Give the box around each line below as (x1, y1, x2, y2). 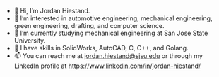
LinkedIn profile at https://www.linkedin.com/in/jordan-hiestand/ (13, 62, 201, 70)
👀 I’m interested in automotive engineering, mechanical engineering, (13, 14, 213, 22)
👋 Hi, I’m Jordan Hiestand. (13, 7, 90, 15)
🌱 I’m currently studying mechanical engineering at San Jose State (13, 29, 208, 37)
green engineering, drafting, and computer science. (13, 22, 165, 29)
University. (13, 36, 46, 45)
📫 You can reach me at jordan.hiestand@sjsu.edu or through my (13, 52, 203, 59)
